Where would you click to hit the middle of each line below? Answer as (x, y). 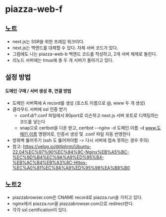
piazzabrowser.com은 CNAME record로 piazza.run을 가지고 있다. (77, 198)
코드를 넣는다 (32, 121)
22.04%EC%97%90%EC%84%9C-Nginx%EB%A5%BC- (71, 152)
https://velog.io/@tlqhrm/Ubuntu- (57, 146)
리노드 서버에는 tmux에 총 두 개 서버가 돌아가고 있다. (63, 60)
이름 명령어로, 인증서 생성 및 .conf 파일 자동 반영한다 (80, 134)
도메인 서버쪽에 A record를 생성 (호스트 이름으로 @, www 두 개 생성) (79, 103)
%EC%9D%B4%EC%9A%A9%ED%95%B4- (58, 157)
